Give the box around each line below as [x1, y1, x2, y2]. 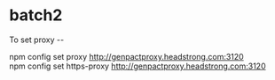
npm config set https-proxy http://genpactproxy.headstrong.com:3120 [9, 61, 266, 71]
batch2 [9, 5, 63, 25]
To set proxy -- [9, 34, 65, 45]
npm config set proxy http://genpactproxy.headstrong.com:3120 [9, 51, 244, 62]
